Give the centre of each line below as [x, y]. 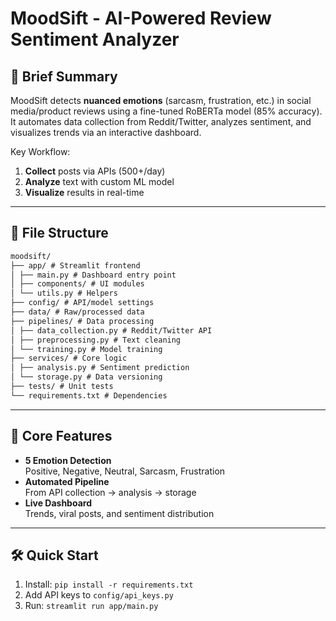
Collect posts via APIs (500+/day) [95, 171]
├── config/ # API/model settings [82, 303]
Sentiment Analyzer [95, 39]
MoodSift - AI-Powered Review [141, 18]
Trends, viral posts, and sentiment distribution [119, 513]
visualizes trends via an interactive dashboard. [106, 132]
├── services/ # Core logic [69, 358]
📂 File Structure [59, 233]
